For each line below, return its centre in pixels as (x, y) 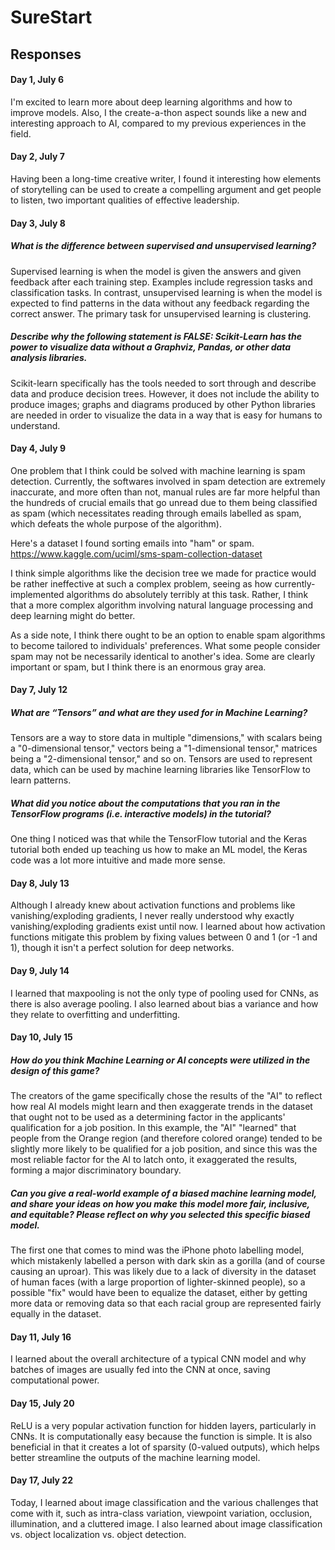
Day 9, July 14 (40, 971)
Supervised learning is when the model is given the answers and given (156, 271)
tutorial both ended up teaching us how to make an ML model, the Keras (159, 850)
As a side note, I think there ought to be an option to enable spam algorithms (168, 635)
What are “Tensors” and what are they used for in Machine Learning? (159, 712)
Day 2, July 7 (37, 157)
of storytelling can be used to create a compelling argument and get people (166, 189)
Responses (46, 54)
